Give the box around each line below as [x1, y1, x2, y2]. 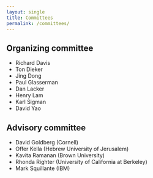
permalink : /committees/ [6, 20, 70, 26]
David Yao [15, 105, 42, 112]
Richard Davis [15, 59, 51, 67]
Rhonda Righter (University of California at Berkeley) [15, 158, 148, 165]
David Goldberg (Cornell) [15, 139, 78, 146]
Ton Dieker [15, 65, 43, 73]
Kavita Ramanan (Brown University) [15, 152, 105, 159]
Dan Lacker [15, 85, 45, 92]
